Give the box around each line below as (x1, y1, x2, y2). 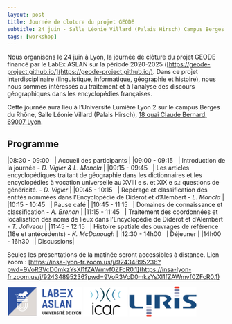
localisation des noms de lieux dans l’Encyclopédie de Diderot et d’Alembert (7, 215, 223, 224)
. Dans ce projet (152, 68, 199, 76)
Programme (7, 138, 60, 150)
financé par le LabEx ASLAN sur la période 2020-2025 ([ (7, 60, 170, 69)
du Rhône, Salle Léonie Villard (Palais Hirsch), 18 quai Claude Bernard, (7, 111, 208, 119)
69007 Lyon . (7, 118, 43, 126)
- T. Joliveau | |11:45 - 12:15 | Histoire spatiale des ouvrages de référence (7, 222, 219, 231)
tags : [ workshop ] (7, 33, 57, 40)
